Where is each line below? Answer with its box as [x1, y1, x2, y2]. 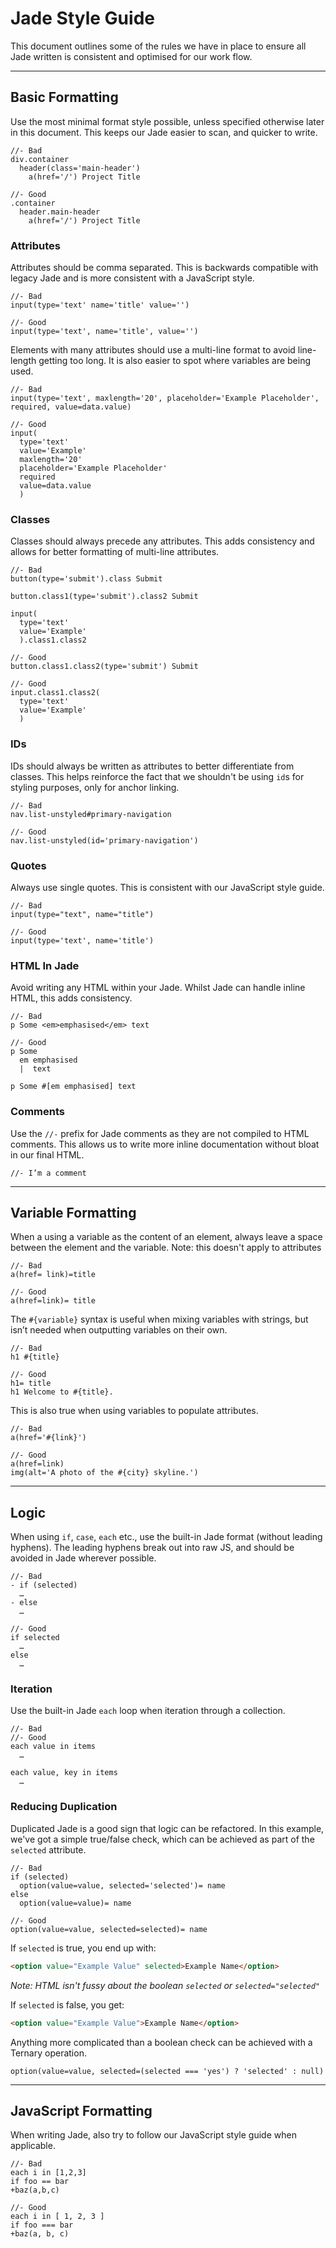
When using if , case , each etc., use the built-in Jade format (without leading [10, 1531, 323, 1543]
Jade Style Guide [10, 7, 155, 30]
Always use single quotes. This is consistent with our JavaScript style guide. [10, 881, 325, 893]
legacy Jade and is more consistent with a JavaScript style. [10, 272, 255, 284]
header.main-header [19, 207, 101, 217]
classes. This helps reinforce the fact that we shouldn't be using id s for [10, 770, 305, 782]
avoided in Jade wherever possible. [10, 1552, 157, 1564]
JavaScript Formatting [10, 2102, 153, 2119]
